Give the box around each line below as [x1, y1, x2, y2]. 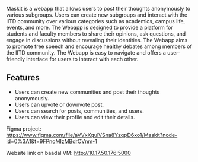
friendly [6, 56, 25, 62]
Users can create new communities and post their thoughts [14, 88, 160, 96]
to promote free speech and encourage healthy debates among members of [6, 43, 193, 50]
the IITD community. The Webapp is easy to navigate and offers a [6, 49, 166, 56]
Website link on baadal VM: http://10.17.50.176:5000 [6, 149, 132, 156]
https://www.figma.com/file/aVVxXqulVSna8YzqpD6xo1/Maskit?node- [6, 131, 178, 138]
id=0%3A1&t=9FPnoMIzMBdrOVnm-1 [6, 138, 98, 145]
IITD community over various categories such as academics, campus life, [6, 18, 186, 24]
